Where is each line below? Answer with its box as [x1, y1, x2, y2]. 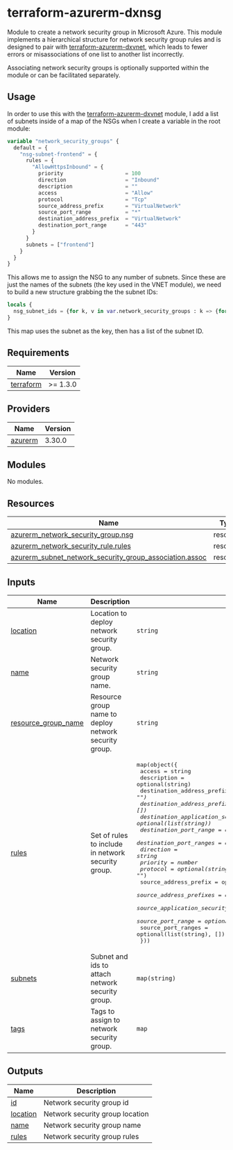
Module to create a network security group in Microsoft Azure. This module [7, 28, 223, 36]
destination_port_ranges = [136, 839, 222, 846]
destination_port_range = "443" [37, 222, 148, 229]
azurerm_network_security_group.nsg [10, 530, 134, 540]
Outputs [7, 1065, 44, 1077]
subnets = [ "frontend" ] [25, 241, 95, 248]
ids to [90, 960, 109, 970]
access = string [139, 767, 191, 775]
